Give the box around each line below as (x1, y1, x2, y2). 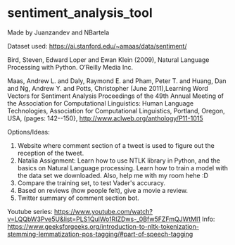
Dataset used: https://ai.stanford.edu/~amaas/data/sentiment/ (7, 42, 187, 50)
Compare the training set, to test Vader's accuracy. (17, 178, 165, 187)
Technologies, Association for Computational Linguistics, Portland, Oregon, (7, 106, 225, 115)
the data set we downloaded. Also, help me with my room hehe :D (17, 171, 209, 180)
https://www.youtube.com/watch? (53, 207, 153, 215)
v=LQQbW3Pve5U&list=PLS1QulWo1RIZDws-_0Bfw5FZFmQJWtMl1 (7, 215, 201, 223)
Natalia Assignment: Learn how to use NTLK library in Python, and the (17, 156, 220, 165)
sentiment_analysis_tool (7, 5, 153, 21)
